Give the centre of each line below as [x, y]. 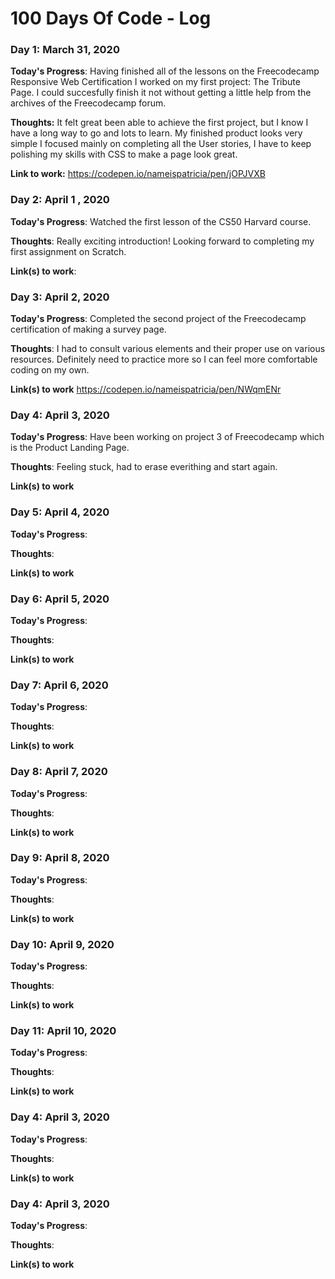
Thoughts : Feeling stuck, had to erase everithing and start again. [144, 467]
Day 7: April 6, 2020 [59, 685]
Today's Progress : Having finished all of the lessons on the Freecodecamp [165, 71]
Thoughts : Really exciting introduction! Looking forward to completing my [162, 241]
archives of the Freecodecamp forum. [88, 103]
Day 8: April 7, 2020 [59, 772]
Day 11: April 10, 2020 [63, 1031]
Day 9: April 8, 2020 [60, 858]
